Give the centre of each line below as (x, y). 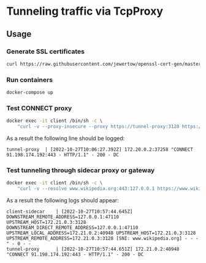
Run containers (30, 80)
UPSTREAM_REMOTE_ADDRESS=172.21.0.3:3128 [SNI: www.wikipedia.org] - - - (103, 238)
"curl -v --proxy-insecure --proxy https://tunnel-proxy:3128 (98, 127)
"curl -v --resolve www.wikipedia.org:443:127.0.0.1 (86, 189)
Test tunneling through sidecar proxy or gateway (81, 170)
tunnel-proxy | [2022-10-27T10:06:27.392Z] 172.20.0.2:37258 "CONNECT (100, 149)
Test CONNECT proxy (39, 108)
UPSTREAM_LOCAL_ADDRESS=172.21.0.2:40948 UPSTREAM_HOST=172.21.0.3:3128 (101, 233)
